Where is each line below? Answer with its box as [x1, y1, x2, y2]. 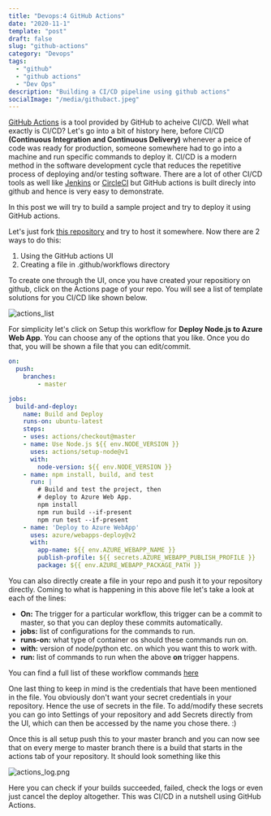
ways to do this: [8, 235, 62, 245]
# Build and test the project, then [37, 486, 161, 494]
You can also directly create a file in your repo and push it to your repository [8, 575, 263, 586]
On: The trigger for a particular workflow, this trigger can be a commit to [19, 609, 262, 618]
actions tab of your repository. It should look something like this [8, 751, 221, 761]
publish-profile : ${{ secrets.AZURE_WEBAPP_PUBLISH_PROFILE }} [37, 554, 256, 562]
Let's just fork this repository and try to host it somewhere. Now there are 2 [8, 227, 260, 237]
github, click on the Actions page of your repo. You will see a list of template [8, 284, 264, 294]
